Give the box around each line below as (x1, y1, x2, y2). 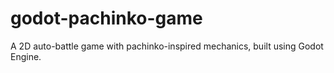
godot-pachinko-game (10, 7, 203, 30)
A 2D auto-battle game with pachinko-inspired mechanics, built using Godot (10, 40, 324, 52)
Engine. (10, 50, 42, 62)
